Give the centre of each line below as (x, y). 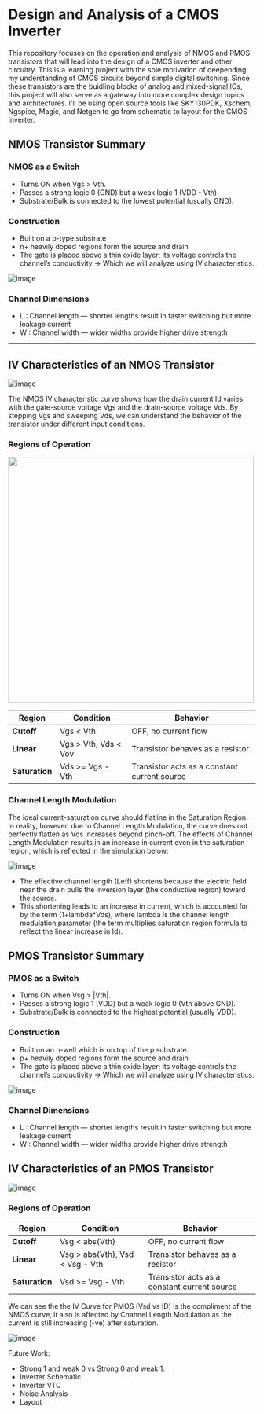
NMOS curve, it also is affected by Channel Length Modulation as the (120, 1315)
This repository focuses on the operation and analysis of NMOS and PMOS (129, 53)
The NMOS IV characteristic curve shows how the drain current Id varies (126, 399)
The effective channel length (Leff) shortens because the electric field (133, 881)
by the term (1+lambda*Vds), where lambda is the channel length (125, 914)
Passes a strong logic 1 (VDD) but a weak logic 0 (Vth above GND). (127, 1004)
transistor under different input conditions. (77, 424)
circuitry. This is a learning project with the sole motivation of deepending (127, 69)
